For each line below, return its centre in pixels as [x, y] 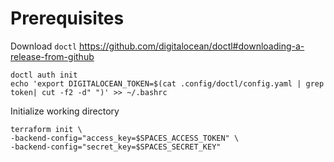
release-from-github [52, 56]
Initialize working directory [65, 111]
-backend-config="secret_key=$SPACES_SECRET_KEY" [116, 147]
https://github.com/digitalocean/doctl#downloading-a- [192, 46]
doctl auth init [44, 75]
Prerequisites [67, 18]
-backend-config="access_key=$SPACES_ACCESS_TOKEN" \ [125, 138]
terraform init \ [46, 129]
